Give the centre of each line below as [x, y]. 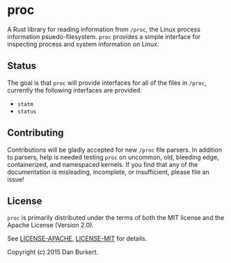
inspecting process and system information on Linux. [83, 44]
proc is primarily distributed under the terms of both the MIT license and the [116, 218]
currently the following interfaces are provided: [75, 90]
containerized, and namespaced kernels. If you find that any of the [103, 164]
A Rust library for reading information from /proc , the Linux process [104, 29]
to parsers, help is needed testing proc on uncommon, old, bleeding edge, [113, 157]
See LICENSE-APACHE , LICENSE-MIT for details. [77, 239]
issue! [16, 179]
